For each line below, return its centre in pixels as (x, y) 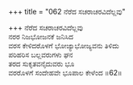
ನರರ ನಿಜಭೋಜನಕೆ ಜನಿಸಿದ (41, 36)
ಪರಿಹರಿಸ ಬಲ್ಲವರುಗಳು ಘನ (41, 55)
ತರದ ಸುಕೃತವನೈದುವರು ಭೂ (42, 64)
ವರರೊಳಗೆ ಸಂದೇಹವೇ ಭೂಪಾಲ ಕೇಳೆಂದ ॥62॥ (65, 73)
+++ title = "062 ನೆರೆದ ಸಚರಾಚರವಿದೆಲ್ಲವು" (67, 12)
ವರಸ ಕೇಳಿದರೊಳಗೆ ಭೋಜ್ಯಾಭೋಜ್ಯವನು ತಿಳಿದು (64, 46)
